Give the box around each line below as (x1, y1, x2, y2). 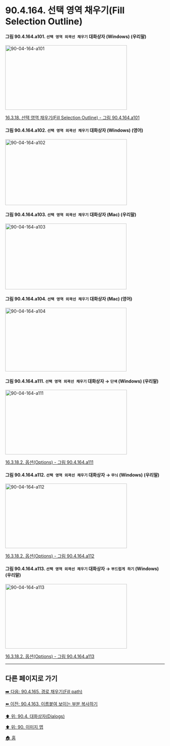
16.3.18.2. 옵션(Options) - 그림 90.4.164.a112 (5, 553, 95, 559)
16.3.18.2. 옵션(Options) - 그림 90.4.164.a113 (5, 653, 95, 659)
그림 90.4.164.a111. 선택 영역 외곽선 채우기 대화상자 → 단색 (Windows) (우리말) (5, 378, 159, 384)
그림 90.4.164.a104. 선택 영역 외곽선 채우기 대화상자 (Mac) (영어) (5, 296, 133, 302)
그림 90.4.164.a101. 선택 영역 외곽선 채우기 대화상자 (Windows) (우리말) (5, 33, 147, 40)
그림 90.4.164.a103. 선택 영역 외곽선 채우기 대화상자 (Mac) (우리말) (5, 211, 137, 218)
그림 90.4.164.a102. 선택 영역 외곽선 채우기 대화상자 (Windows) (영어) (5, 127, 143, 133)
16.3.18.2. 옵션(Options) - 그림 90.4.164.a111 (5, 459, 94, 465)
